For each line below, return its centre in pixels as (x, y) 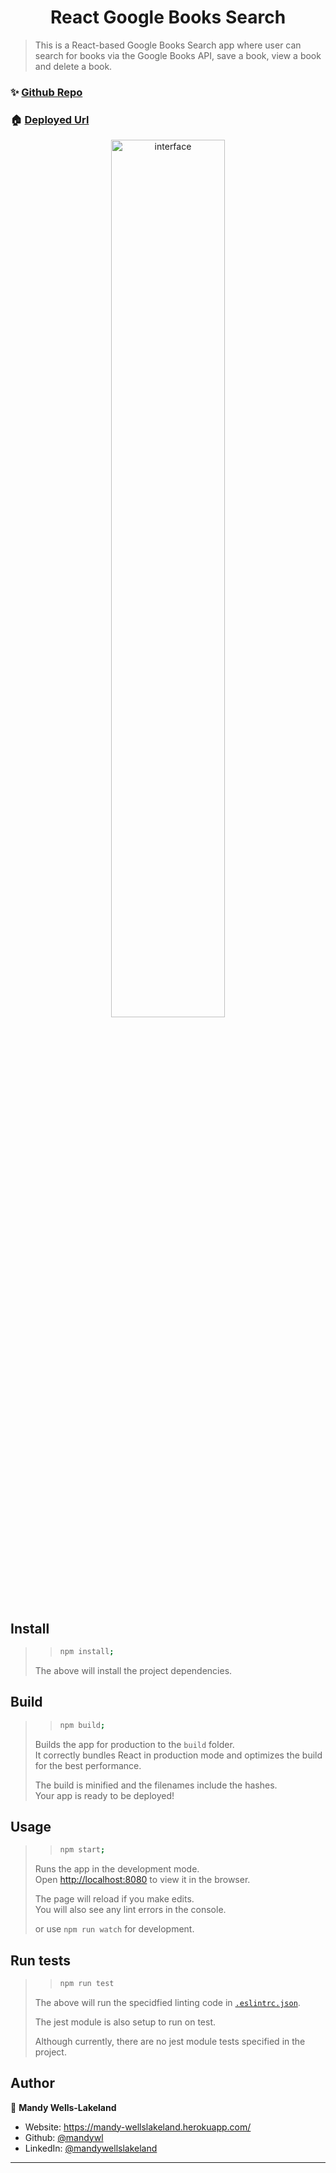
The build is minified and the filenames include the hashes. (156, 1785)
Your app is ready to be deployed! (104, 1795)
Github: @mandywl (64, 2137)
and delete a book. (73, 66)
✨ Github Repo (46, 92)
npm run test (87, 1984)
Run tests (40, 1960)
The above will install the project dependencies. (133, 1670)
